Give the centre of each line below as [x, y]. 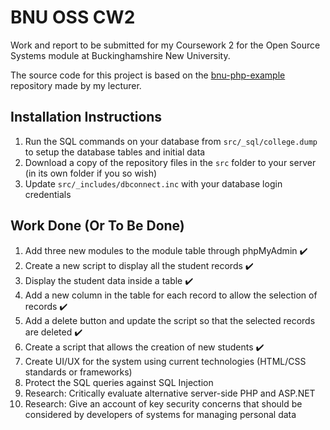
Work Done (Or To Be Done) [97, 226]
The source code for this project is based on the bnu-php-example [148, 75]
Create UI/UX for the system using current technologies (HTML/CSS [165, 361]
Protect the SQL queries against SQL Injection [119, 382]
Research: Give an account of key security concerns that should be [163, 403]
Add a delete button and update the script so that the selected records [170, 320]
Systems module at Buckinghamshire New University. [120, 55]
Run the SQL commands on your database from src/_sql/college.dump [171, 141]
